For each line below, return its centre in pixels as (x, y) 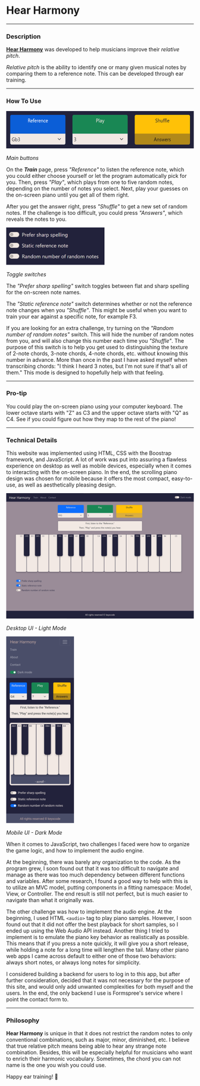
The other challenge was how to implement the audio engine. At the (89, 912)
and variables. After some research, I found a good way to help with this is (97, 881)
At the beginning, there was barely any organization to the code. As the (93, 862)
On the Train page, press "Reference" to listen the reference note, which (95, 169)
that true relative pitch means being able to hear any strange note (86, 1046)
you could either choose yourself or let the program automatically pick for (97, 176)
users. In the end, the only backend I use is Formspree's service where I (95, 993)
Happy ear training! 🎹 (32, 1077)
